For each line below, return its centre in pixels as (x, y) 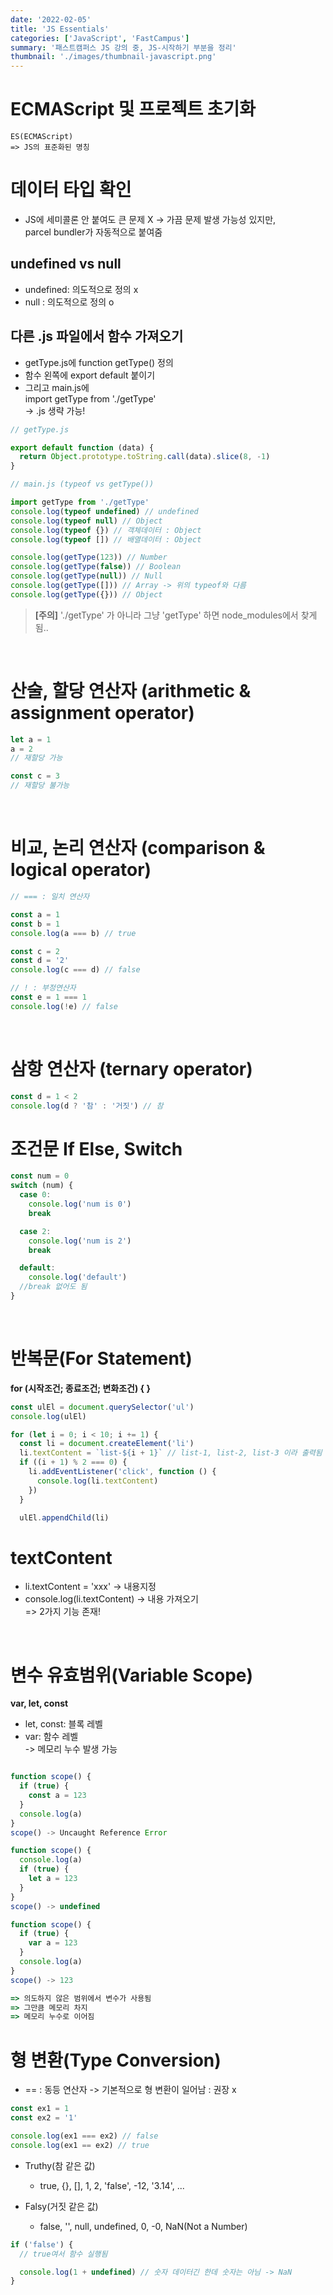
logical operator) (81, 870)
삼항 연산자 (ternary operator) (131, 1068)
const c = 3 (35, 776)
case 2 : (35, 1231)
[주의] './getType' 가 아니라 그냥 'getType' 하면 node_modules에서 (166, 615)
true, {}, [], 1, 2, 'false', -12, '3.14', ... (112, 2185)
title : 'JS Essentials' (60, 29)
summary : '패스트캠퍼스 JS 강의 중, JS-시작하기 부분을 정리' (123, 47)
